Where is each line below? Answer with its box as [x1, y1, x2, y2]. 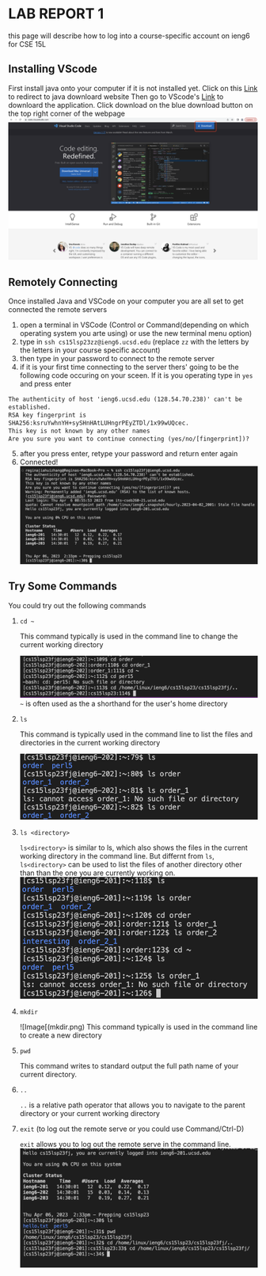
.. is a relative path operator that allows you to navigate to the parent [19, 1100, 245, 1110]
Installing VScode [8, 63, 97, 76]
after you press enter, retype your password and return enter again [19, 449, 238, 458]
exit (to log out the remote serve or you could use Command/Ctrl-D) [19, 1124, 245, 1133]
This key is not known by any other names [8, 427, 150, 435]
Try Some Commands [8, 580, 117, 593]
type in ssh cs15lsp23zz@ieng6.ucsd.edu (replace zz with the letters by [19, 337, 249, 346]
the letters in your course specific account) [19, 345, 161, 355]
